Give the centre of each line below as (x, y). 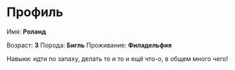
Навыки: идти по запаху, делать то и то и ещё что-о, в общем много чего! (118, 58)
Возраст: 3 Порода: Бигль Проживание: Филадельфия (89, 45)
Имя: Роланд (26, 31)
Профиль (35, 12)
